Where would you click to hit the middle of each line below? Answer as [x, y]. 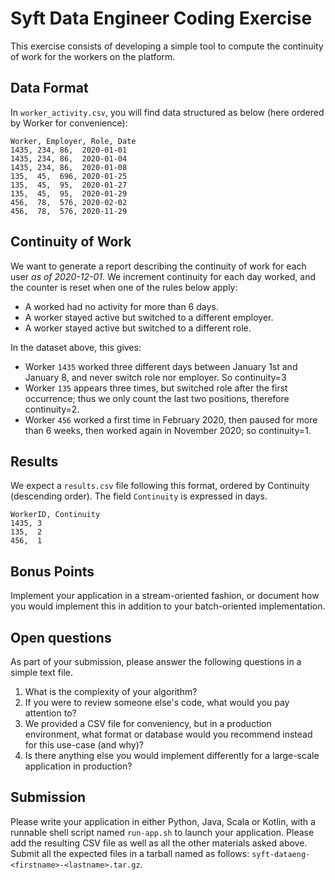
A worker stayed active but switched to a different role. [138, 328]
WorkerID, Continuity [55, 515]
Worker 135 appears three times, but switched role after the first [156, 388]
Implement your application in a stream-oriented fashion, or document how [165, 596]
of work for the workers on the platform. [93, 56]
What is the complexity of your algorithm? [111, 691]
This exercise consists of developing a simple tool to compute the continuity [167, 46]
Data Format [49, 88]
